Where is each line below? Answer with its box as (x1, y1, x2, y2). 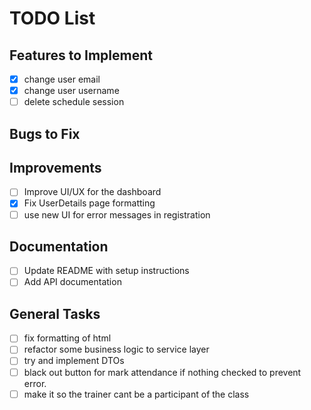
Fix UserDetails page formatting (23, 197, 156, 209)
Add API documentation (23, 276, 122, 288)
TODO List (9, 7, 96, 30)
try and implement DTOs (23, 355, 125, 367)
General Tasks (9, 305, 101, 322)
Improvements (9, 159, 102, 176)
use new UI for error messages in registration (23, 208, 211, 221)
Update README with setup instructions (23, 265, 190, 277)
